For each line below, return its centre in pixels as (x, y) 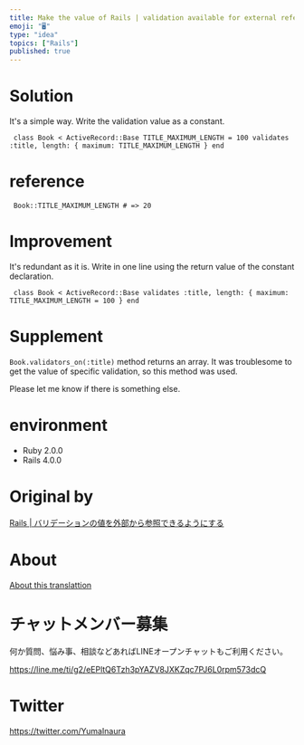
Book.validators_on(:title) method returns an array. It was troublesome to (151, 361)
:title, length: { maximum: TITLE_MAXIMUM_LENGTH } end (117, 146)
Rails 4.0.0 (42, 460)
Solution (42, 96)
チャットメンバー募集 (89, 624)
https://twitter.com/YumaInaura (68, 731)
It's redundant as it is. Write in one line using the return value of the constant (152, 266)
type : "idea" (34, 34)
